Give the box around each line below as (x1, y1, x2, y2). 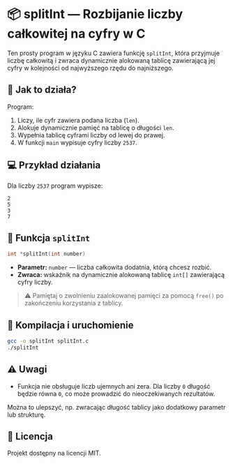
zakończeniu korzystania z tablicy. (24, 299, 123, 308)
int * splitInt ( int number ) (7, 250, 86, 257)
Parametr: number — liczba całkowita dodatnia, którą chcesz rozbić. (17, 263, 212, 271)
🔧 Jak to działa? (7, 84, 77, 96)
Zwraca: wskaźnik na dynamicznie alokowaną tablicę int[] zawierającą (17, 271, 225, 279)
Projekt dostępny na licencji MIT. (7, 449, 101, 458)
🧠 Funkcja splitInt (7, 232, 91, 244)
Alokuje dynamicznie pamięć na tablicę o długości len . (17, 124, 174, 132)
